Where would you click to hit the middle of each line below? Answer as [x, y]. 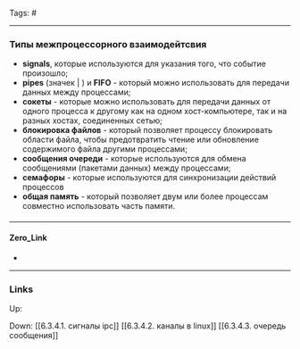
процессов [43, 187]
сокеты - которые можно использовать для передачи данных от [146, 102]
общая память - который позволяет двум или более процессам [145, 196]
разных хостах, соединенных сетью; [92, 120]
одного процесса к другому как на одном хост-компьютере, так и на [154, 112]
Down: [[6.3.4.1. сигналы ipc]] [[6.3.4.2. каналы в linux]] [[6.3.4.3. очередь [148, 326]
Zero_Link [28, 238]
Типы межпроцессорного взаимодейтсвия [108, 44]
